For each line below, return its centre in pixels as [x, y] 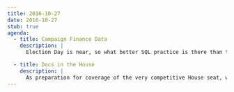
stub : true [23, 26]
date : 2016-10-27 [32, 20]
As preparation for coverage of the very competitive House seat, [124, 77]
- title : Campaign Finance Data [61, 39]
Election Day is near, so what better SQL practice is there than [124, 53]
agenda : [18, 33]
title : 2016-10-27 [34, 13]
